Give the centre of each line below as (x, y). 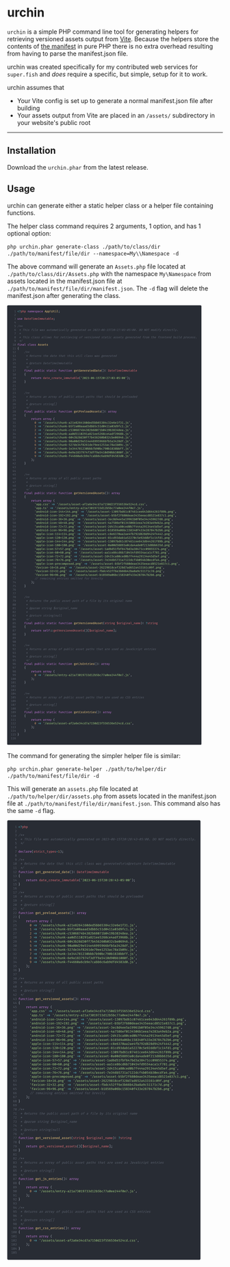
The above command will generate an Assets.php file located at (97, 266)
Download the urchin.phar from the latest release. (78, 167)
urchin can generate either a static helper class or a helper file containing (110, 205)
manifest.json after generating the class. (64, 295)
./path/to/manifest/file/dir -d (53, 776)
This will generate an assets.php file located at (73, 788)
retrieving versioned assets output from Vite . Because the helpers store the (113, 38)
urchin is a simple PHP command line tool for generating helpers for (103, 32)
